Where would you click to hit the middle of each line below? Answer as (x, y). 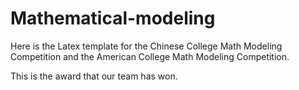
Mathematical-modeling (113, 18)
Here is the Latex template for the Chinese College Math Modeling (146, 46)
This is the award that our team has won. (94, 76)
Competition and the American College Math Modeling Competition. (150, 56)
